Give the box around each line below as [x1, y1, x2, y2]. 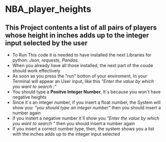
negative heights [12, 94, 47, 100]
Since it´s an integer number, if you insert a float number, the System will [12, 99, 161, 105]
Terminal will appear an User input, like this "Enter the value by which [12, 78, 154, 84]
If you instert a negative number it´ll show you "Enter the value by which [12, 115, 160, 121]
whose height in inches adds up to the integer [5, 31, 149, 39]
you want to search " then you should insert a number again [12, 121, 135, 126]
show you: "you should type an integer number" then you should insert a [12, 105, 161, 110]
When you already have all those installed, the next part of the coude [12, 63, 154, 68]
